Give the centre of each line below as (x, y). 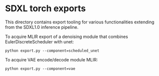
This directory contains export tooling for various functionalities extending (80, 22)
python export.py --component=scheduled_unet (52, 51)
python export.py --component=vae (40, 69)
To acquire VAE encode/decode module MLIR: (51, 59)
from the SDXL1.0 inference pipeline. (42, 27)
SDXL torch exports (45, 9)
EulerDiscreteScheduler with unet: (40, 41)
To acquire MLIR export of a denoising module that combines (67, 37)
